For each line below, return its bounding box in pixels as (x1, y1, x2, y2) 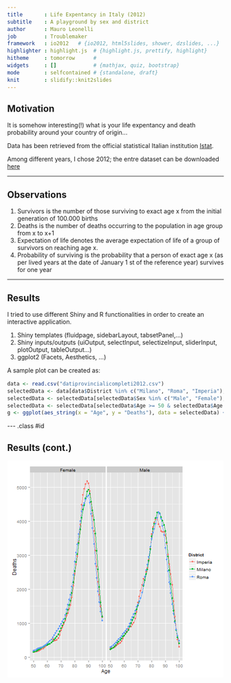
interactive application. (7, 317, 72, 326)
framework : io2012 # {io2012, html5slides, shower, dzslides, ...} (7, 40, 220, 48)
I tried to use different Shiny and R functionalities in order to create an (7, 310, 205, 318)
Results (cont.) (7, 441, 72, 454)
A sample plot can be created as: (7, 366, 101, 375)
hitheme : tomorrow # (7, 55, 97, 62)
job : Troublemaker (7, 33, 88, 40)
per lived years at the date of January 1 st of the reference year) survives (16, 258, 224, 266)
